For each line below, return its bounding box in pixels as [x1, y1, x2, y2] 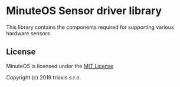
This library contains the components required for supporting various [6, 24, 174, 31]
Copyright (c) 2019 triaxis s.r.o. [6, 73, 81, 81]
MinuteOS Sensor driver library [6, 4, 162, 18]
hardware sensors [6, 29, 50, 36]
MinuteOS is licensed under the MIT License [6, 62, 114, 69]
